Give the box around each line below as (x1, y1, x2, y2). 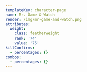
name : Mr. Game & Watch (5, 12, 55, 17)
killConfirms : (5, 45, 35, 50)
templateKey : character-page (5, 7, 66, 13)
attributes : (5, 21, 30, 27)
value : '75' (14, 41, 39, 46)
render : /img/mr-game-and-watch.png (5, 17, 82, 22)
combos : (5, 54, 22, 60)
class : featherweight (14, 31, 59, 36)
